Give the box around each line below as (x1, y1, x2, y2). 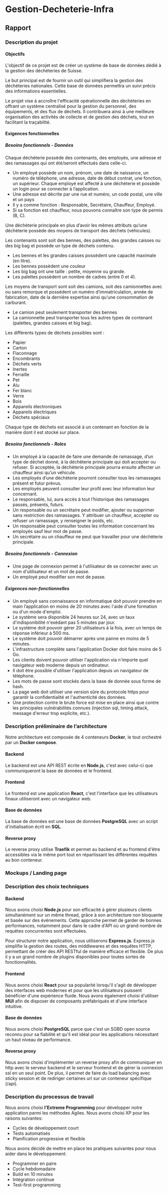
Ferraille (12, 372, 30, 378)
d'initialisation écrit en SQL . (5, 823, 62, 830)
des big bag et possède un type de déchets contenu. (5, 243, 115, 249)
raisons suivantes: (5, 1115, 43, 1122)
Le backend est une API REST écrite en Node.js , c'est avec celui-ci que (5, 762, 153, 768)
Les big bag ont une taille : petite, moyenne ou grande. (12, 268, 125, 274)
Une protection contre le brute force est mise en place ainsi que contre (12, 700, 159, 706)
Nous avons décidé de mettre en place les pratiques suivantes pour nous (5, 1145, 156, 1152)
